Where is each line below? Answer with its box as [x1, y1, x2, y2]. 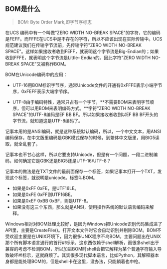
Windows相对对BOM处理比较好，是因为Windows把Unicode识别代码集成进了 [5, 220, 163, 226]
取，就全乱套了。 [5, 140, 40, 146]
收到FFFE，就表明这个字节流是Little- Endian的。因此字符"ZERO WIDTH [5, 54, 151, 60]
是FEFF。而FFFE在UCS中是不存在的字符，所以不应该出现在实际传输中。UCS [5, 35, 163, 41]
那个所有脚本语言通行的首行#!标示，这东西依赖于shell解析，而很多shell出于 [5, 239, 160, 245]
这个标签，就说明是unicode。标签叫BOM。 [9, 174, 98, 180]
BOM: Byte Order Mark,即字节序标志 [17, 19, 92, 25]
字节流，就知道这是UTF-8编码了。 [12, 117, 83, 123]
